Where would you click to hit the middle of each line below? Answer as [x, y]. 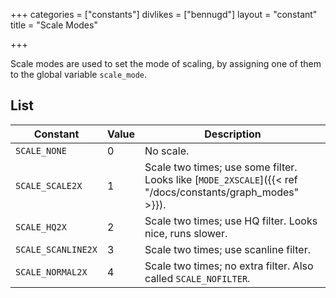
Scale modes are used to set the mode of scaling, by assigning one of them [166, 63]
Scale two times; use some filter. [221, 167]
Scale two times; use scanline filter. [227, 249]
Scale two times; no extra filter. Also [229, 266]
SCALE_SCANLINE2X [56, 249]
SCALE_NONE [41, 150]
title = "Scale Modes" [54, 25]
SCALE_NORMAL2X [51, 272]
